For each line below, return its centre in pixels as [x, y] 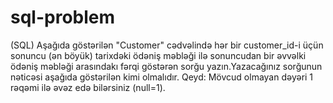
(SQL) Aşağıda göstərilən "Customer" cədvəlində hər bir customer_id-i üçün [167, 45]
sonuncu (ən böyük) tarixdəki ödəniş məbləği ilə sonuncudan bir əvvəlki [158, 55]
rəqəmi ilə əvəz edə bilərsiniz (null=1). [88, 87]
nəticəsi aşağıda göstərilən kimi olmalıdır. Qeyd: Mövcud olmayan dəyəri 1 [162, 77]
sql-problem [63, 17]
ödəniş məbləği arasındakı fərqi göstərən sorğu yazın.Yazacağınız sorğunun [166, 66]
